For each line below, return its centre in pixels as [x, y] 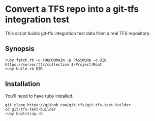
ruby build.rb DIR [24, 69]
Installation [23, 84]
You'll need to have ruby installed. [39, 96]
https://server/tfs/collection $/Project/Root [54, 64]
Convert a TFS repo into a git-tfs [72, 9]
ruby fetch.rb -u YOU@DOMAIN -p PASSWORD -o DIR [56, 60]
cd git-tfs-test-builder [31, 109]
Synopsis [20, 49]
